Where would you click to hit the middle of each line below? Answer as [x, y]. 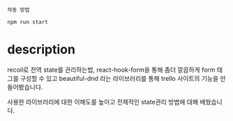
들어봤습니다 [24, 87]
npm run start [28, 22]
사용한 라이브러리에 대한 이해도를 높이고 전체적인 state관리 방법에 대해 [103, 102]
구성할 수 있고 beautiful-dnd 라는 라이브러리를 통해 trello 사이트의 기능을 [119, 78]
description [41, 50]
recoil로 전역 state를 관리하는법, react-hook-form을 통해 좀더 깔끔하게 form [111, 70]
